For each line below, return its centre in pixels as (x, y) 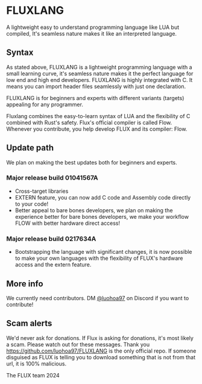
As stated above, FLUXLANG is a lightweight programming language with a (99, 67)
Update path (30, 148)
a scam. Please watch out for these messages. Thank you (78, 344)
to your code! (32, 204)
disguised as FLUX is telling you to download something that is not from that (101, 357)
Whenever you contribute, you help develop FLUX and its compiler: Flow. (97, 129)
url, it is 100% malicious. (36, 364)
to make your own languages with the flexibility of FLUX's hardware (99, 258)
